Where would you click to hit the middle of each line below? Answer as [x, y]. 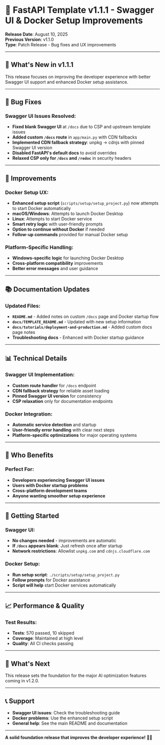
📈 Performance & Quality [45, 606]
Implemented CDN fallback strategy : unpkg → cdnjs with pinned [78, 142]
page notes [24, 332]
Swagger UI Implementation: [40, 375]
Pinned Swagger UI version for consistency [57, 396]
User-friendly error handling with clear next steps [63, 430]
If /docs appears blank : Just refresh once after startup [67, 546]
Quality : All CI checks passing [43, 643]
